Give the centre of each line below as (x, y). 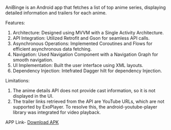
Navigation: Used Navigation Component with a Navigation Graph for (85, 54)
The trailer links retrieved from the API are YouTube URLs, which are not (89, 101)
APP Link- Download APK (32, 122)
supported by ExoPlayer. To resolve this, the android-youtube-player (85, 107)
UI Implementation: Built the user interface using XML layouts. (78, 65)
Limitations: (17, 81)
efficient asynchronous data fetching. (52, 49)
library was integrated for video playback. (57, 112)
